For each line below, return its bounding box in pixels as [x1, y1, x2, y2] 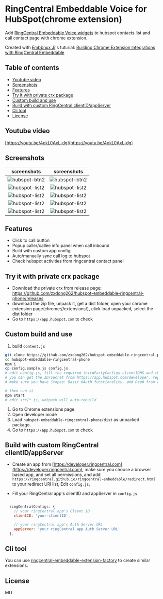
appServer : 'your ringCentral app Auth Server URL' [14, 527, 120, 531]
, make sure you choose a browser [82, 467, 151, 473]
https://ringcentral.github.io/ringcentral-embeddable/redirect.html [12, 477, 156, 482]
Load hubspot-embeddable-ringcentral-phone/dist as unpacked [12, 417, 140, 423]
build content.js [12, 343, 45, 349]
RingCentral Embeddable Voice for [5, 3, 147, 15]
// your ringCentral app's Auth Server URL [14, 522, 103, 527]
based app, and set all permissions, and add [12, 472, 101, 477]
